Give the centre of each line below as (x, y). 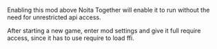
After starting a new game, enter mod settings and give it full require (104, 31)
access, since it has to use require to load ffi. (71, 38)
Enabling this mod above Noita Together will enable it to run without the (108, 10)
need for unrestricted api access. (54, 17)
